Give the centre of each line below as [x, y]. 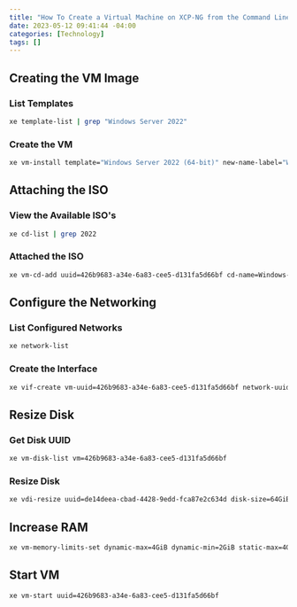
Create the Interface [53, 369]
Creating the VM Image [74, 78]
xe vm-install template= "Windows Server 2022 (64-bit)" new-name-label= [146, 163]
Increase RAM [49, 527]
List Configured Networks [66, 328]
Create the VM [41, 144]
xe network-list [39, 346]
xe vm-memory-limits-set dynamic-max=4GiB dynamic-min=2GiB [122, 548]
